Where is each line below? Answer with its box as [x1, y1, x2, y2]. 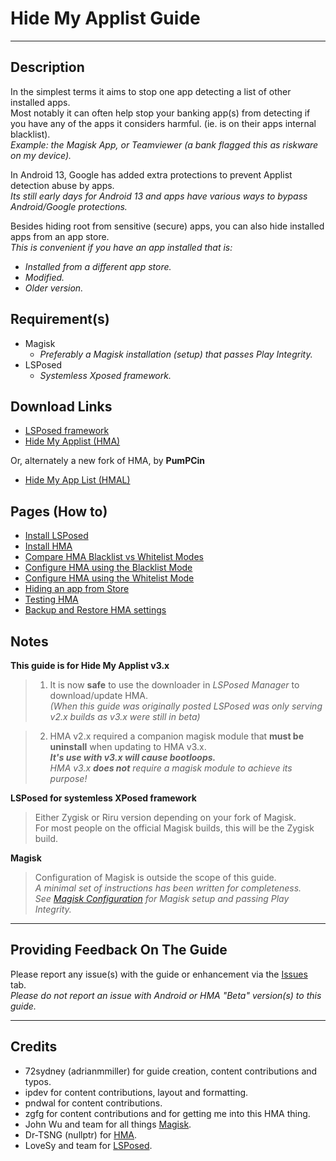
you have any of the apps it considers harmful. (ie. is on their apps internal [10, 117, 317, 129]
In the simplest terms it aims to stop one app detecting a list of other [10, 85, 292, 97]
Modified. [24, 271, 65, 283]
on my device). [10, 149, 72, 161]
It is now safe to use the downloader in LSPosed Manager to [49, 679, 300, 691]
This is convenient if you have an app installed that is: [10, 241, 233, 253]
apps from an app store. [10, 230, 110, 242]
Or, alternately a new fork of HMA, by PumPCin [10, 455, 206, 467]
